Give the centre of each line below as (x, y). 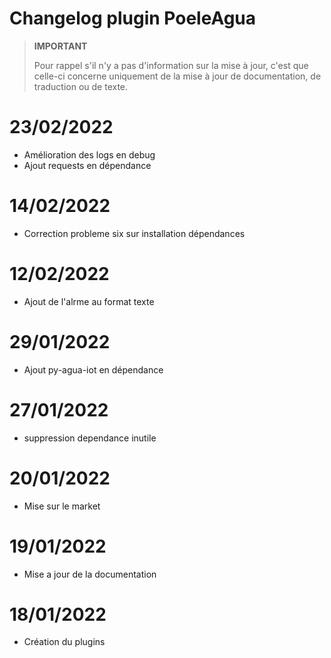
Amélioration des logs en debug (89, 154)
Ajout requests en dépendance (87, 165)
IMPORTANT (60, 46)
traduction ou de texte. (81, 86)
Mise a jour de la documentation (90, 574)
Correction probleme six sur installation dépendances (134, 233)
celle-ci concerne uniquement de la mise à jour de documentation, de (177, 76)
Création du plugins (64, 642)
